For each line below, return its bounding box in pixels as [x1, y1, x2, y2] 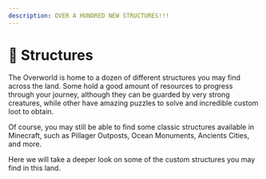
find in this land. [8, 163, 62, 173]
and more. [8, 139, 42, 149]
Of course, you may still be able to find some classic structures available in [8, 121, 255, 132]
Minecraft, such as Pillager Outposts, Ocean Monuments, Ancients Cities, [8, 130, 250, 140]
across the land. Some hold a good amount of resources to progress [8, 81, 233, 90]
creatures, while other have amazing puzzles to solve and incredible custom [8, 97, 259, 108]
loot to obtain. [8, 106, 54, 116]
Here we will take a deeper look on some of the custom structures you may [8, 154, 256, 164]
